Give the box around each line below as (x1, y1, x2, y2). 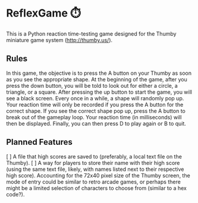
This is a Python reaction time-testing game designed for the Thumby (6, 30, 177, 37)
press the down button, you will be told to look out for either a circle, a (6, 82, 178, 89)
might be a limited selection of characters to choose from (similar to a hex (6, 184, 187, 192)
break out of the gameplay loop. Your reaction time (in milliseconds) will (6, 113, 182, 120)
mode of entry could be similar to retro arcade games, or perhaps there (6, 178, 181, 185)
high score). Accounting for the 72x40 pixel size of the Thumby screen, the (6, 172, 190, 179)
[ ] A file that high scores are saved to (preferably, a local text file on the (6, 153, 183, 160)
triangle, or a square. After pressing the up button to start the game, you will (6, 88, 192, 96)
